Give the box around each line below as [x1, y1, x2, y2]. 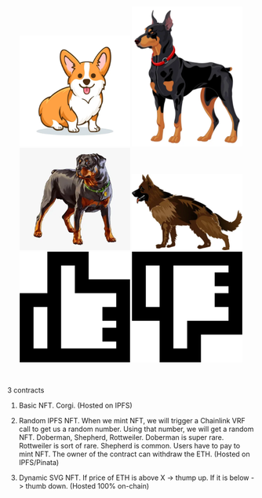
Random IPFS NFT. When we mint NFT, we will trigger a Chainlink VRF [18, 415, 246, 425]
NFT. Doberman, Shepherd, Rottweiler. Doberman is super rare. [18, 432, 224, 442]
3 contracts [7, 385, 45, 395]
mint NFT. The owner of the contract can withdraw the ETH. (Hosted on [18, 449, 250, 459]
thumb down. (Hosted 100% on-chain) [25, 481, 150, 490]
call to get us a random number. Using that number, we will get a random [18, 424, 254, 433]
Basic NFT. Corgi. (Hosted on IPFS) [18, 400, 133, 410]
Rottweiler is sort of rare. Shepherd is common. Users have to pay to [18, 441, 241, 450]
